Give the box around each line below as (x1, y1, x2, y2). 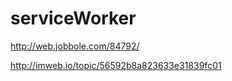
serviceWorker (10, 7, 137, 30)
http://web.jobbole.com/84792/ (10, 40, 140, 52)
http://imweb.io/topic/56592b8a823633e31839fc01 (10, 59, 222, 71)
